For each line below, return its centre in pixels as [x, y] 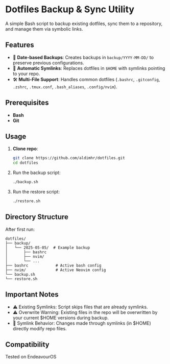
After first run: [20, 229]
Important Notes [32, 295]
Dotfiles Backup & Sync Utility [70, 9]
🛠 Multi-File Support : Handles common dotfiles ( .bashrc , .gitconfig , [86, 79]
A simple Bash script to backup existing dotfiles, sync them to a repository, [84, 23]
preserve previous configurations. [48, 63]
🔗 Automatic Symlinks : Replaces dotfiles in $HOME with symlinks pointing [89, 68]
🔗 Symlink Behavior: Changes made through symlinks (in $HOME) [82, 323]
